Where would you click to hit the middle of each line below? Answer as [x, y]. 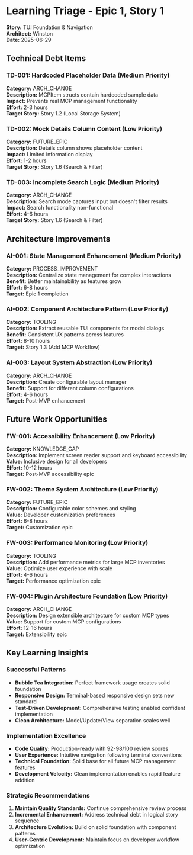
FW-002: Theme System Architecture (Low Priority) [82, 490]
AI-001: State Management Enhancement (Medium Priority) [94, 256]
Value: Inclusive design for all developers [57, 462]
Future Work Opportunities [57, 419]
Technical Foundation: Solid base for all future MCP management [95, 761]
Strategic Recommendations [48, 795]
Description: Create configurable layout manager [67, 382]
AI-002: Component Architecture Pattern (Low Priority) [87, 309]
